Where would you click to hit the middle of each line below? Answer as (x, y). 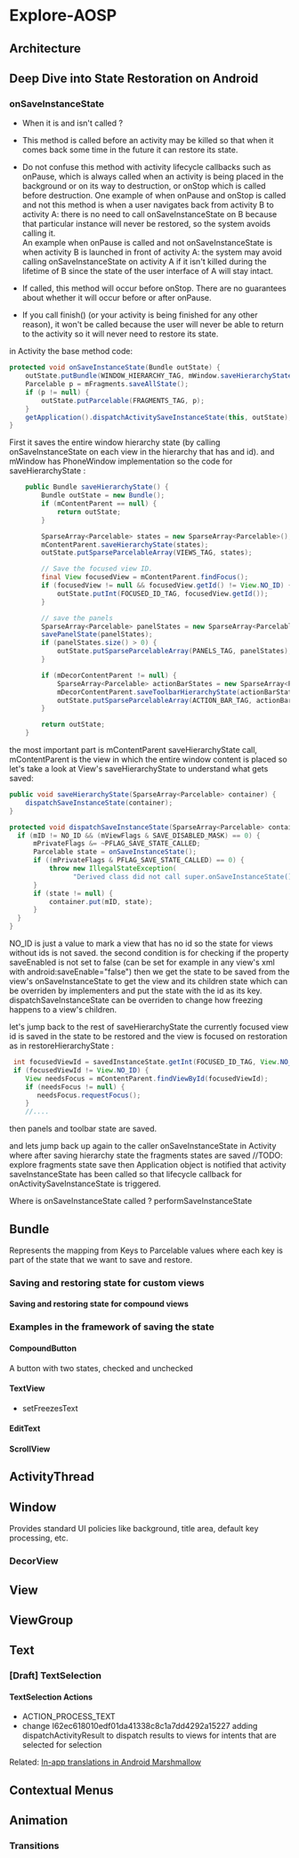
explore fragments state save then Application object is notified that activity (148, 1165)
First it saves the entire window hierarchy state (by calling (115, 442)
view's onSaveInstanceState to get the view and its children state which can (149, 982)
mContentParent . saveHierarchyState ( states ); (125, 545)
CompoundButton (43, 1348)
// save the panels (77, 618)
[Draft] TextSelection (56, 1676)
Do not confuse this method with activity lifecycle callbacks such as (146, 167)
